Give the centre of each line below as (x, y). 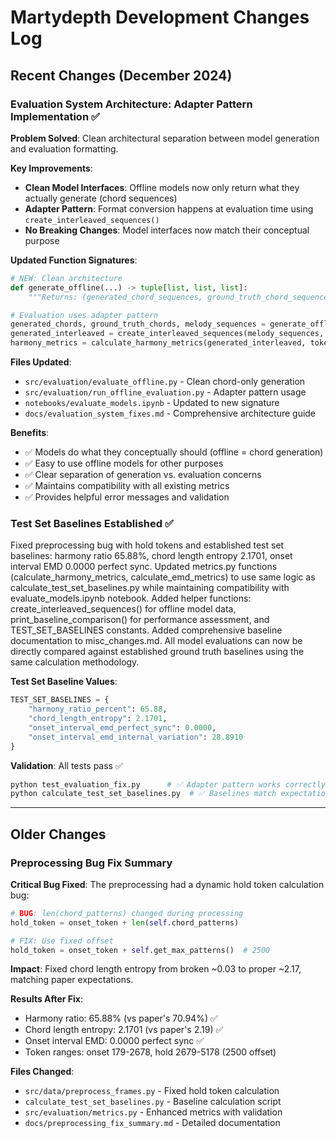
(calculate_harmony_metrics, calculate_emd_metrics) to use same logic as (163, 577)
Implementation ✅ (55, 116)
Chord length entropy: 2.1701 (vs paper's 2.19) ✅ (124, 1030)
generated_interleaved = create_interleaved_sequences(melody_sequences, (167, 334)
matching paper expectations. (72, 980)
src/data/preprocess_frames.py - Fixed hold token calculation (152, 1091)
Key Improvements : (51, 168)
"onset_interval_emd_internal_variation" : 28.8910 (136, 737)
